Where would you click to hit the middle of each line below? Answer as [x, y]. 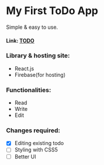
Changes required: [33, 130]
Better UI [25, 156]
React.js [24, 68]
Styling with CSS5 [36, 150]
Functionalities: [29, 90]
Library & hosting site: [38, 56]
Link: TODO [20, 41]
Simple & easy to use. [32, 27]
